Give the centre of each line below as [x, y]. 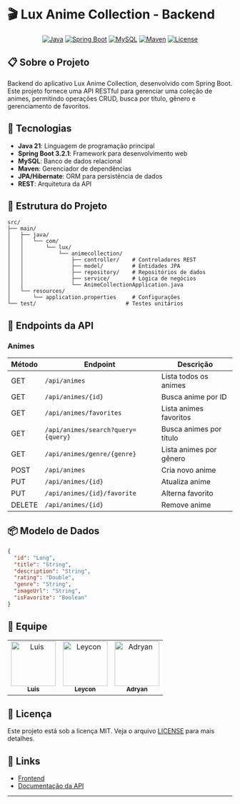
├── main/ [22, 229]
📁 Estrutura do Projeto [57, 206]
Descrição [195, 364]
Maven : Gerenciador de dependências [75, 169]
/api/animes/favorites [83, 413]
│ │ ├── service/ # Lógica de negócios [102, 279]
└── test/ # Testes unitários [95, 304]
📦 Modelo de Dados [54, 531]
